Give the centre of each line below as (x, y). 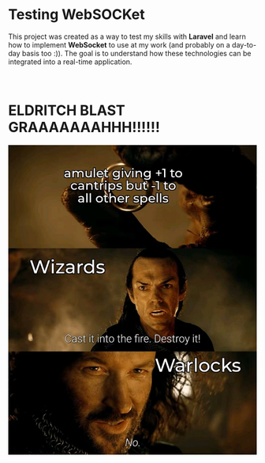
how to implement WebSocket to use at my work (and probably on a (119, 44)
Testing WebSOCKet (77, 15)
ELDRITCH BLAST (67, 110)
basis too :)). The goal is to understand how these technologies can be (137, 53)
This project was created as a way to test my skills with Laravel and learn (127, 36)
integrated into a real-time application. (70, 62)
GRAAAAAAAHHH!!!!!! (84, 127)
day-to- (244, 44)
